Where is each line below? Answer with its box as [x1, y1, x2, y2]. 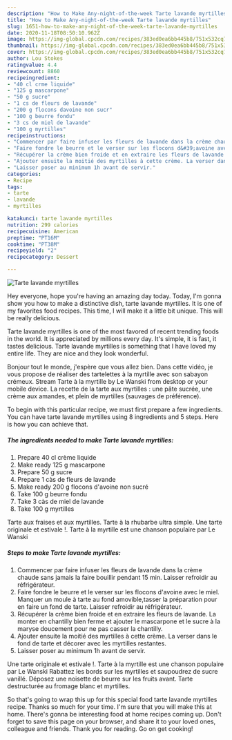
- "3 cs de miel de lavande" [7, 119, 91, 126]
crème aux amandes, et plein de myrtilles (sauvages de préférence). [7, 392, 202, 400]
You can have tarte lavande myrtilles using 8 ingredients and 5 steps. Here [7, 413, 219, 421]
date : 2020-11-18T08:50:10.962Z [7, 29, 100, 37]
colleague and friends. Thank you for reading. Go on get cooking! [7, 724, 193, 732]
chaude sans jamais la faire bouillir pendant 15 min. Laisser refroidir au [17, 573, 217, 581]
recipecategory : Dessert [7, 253, 79, 261]
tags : [7, 184, 23, 191]
